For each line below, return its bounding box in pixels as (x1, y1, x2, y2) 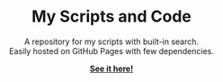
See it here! (89, 63, 134, 74)
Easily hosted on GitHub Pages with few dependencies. (8, 45, 215, 56)
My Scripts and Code (31, 6, 192, 27)
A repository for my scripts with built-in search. (23, 36, 200, 47)
